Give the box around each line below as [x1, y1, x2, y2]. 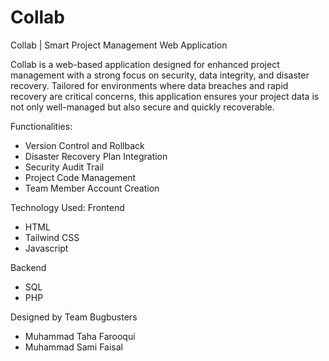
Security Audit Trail [24, 161, 105, 173]
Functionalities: [10, 120, 73, 132]
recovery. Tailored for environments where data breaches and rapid [10, 79, 289, 91]
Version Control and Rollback [24, 139, 145, 151]
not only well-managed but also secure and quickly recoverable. [10, 101, 275, 113]
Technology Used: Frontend [10, 201, 125, 213]
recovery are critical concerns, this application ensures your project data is [10, 90, 320, 102]
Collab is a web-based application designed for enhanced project [10, 58, 280, 70]
